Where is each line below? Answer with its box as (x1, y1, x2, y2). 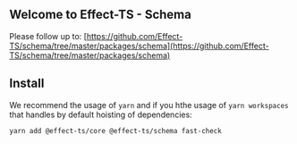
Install (9, 76, 45, 91)
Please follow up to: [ (9, 30, 88, 41)
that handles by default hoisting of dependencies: (9, 109, 192, 120)
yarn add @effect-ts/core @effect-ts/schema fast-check (9, 126, 222, 135)
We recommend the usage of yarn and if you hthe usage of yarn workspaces (9, 99, 289, 110)
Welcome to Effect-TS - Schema (9, 7, 192, 22)
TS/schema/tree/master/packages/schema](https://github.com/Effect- (9, 40, 270, 51)
